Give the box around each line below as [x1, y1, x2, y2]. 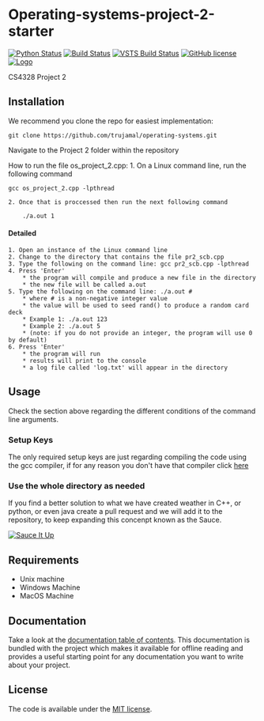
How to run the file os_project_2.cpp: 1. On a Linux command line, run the [8, 160, 247, 170]
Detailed [8, 228, 37, 238]
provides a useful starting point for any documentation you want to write [8, 651, 243, 661]
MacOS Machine [19, 591, 74, 601]
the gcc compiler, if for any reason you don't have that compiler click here [8, 461, 249, 470]
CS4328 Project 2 [8, 72, 67, 81]
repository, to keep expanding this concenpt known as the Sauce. [8, 515, 222, 525]
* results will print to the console [22, 357, 147, 364]
